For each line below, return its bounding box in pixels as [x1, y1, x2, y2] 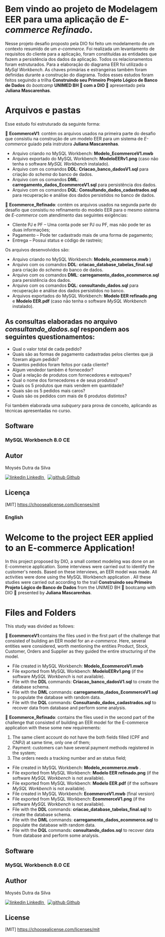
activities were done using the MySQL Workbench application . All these [5, 574, 151, 580]
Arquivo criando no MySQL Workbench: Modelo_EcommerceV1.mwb [12, 150, 154, 156]
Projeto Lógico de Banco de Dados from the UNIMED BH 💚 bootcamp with [5, 584, 156, 590]
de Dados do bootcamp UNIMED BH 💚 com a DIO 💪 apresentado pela [5, 82, 145, 88]
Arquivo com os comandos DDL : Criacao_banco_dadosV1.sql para [12, 166, 149, 172]
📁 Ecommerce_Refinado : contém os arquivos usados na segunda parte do [5, 201, 157, 207]
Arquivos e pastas [5, 105, 81, 116]
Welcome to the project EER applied [5, 532, 154, 543]
